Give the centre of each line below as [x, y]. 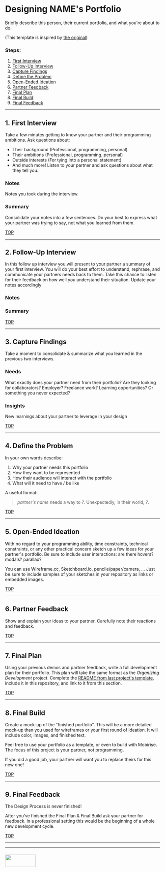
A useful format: [21, 492]
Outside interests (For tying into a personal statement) [67, 160]
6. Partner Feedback [37, 609]
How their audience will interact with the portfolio [62, 478]
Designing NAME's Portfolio [63, 9]
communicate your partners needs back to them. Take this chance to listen [81, 275]
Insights [15, 406]
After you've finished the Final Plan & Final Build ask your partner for [74, 815]
